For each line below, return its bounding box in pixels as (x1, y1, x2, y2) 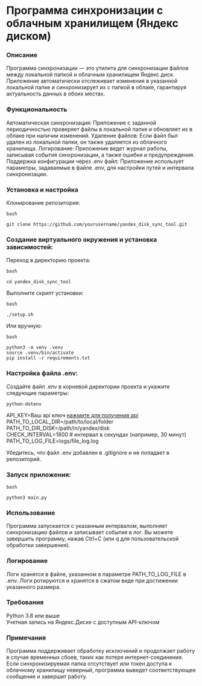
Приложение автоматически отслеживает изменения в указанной (6, 77, 178, 85)
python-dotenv (6, 401, 42, 407)
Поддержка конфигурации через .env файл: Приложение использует (6, 158, 185, 165)
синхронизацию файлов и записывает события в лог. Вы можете (6, 529, 174, 536)
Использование (6, 508, 55, 517)
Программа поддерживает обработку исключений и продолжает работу (6, 647, 195, 655)
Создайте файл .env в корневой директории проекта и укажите (6, 383, 170, 390)
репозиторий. (6, 455, 42, 463)
